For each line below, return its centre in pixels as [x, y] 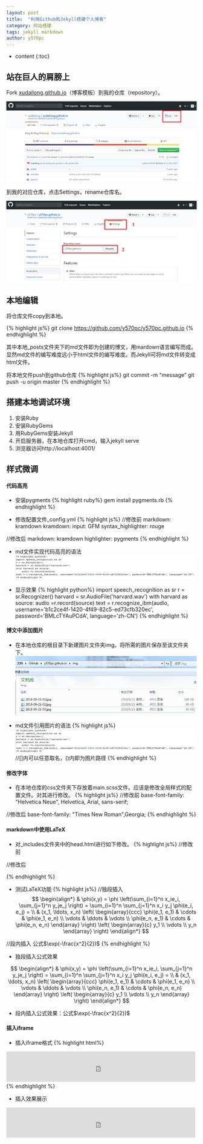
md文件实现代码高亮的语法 [48, 552]
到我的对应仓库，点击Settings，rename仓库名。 [66, 192]
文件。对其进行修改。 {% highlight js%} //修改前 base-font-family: [102, 795]
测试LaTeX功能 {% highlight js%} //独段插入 [69, 889]
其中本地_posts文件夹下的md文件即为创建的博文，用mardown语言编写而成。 [101, 347]
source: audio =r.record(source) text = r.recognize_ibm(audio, [92, 603]
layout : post [23, 13]
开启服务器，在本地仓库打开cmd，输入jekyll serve [77, 440]
